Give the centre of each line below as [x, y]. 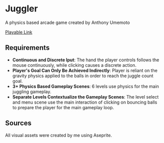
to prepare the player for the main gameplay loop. [63, 107]
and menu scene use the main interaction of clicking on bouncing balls [85, 102]
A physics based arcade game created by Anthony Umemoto [68, 22]
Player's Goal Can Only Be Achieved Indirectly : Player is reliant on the [85, 70]
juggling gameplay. [32, 91]
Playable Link [19, 32]
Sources [18, 123]
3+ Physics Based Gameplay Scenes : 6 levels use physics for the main [85, 86]
